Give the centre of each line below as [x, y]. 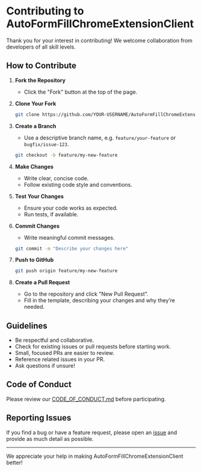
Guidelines [27, 326]
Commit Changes [37, 226]
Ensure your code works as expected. [71, 208]
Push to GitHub [34, 260]
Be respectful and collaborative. [54, 340]
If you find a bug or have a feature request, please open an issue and [92, 432]
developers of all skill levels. [41, 47]
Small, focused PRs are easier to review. [65, 353]
